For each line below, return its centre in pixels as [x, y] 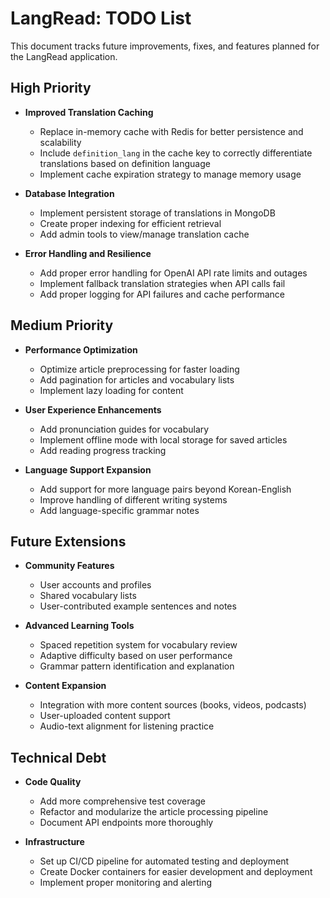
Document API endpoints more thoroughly [126, 823]
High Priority [51, 88]
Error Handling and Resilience [88, 253]
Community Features [69, 566]
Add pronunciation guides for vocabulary [124, 429]
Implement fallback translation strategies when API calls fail [162, 283]
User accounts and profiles [95, 585]
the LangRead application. [64, 56]
